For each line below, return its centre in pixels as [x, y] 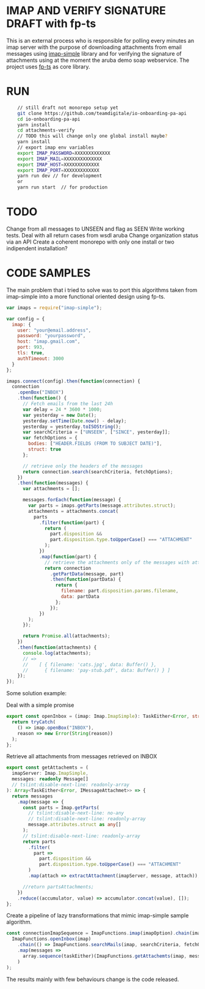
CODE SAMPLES [49, 273]
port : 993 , [31, 347]
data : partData [80, 597]
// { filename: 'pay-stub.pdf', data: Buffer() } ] [96, 670]
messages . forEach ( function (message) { [72, 500]
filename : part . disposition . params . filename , [120, 591]
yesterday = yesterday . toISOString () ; [72, 427]
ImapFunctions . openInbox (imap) [52, 939]
